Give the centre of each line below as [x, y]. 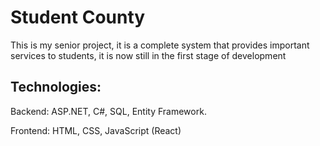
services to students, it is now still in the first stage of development [148, 55]
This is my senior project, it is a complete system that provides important [160, 45]
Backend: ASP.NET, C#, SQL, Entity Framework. [108, 111]
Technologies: [56, 87]
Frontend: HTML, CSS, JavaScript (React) [96, 130]
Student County [78, 17]
